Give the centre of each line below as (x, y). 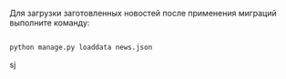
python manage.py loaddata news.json (81, 47)
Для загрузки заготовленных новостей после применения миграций (143, 13)
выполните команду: (50, 23)
